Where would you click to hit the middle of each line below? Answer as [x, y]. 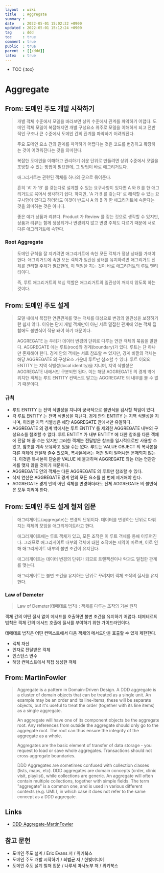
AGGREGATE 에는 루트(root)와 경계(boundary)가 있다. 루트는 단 [85, 347]
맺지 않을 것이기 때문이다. [46, 465]
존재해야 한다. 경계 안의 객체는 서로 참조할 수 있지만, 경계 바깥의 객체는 [89, 353]
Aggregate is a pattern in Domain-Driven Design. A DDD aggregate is [87, 689]
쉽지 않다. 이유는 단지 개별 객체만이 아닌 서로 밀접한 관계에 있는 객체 [87, 324]
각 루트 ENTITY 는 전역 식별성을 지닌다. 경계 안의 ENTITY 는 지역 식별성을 [83, 416]
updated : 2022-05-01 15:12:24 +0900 [44, 28]
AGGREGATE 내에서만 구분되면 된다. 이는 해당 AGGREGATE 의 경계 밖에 [86, 372]
